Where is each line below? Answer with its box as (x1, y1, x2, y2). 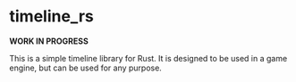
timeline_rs (9, 6, 94, 27)
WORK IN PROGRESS (9, 36, 89, 46)
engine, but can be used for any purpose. (9, 62, 163, 73)
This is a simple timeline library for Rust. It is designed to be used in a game (9, 53, 288, 63)
